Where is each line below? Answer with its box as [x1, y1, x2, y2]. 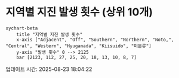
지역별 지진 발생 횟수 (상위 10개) [5, 5, 153, 19]
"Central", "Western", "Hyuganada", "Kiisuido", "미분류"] [5, 43, 152, 49]
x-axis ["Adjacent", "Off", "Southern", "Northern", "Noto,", [16, 37, 174, 43]
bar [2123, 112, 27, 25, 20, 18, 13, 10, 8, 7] [16, 54, 137, 60]
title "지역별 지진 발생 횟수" [16, 31, 83, 37]
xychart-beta [5, 25, 38, 31]
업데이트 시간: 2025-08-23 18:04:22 [5, 66, 92, 73]
